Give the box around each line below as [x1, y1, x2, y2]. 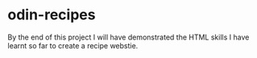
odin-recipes [7, 6, 96, 24]
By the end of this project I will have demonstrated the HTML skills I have [7, 32, 250, 42]
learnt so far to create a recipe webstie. [7, 40, 139, 50]
